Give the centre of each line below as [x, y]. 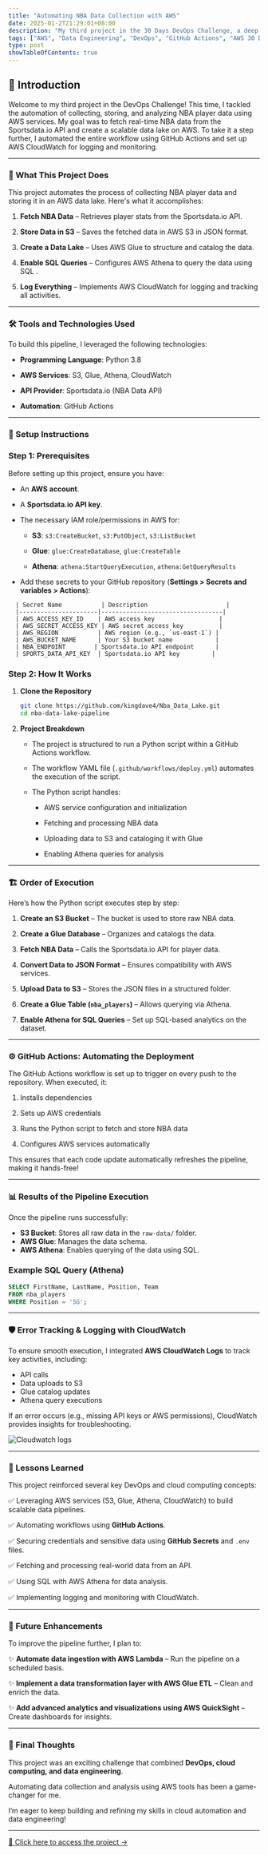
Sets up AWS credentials [60, 1113]
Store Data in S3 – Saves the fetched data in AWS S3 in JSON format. [134, 232]
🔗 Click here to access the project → [68, 1841]
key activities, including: [48, 1359]
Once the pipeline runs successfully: [68, 1217]
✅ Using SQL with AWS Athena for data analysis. [88, 1582]
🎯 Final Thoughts [42, 1745]
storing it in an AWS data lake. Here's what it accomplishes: [106, 201]
